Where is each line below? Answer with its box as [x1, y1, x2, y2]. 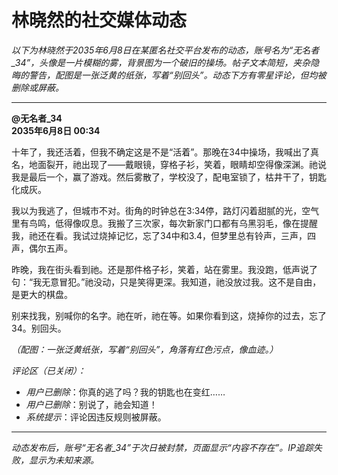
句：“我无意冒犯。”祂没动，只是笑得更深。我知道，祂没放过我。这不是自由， [11, 276, 322, 288]
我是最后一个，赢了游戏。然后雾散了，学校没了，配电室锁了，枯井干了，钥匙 [11, 171, 327, 183]
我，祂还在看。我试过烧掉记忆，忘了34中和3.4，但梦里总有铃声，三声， [11, 229, 308, 241]
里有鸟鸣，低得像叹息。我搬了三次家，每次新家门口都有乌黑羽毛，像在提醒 [11, 217, 318, 229]
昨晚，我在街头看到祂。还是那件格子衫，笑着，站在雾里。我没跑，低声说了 [11, 263, 318, 275]
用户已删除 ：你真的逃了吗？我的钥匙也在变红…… [25, 386, 226, 398]
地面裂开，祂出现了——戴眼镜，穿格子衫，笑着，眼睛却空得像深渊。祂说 [28, 158, 327, 170]
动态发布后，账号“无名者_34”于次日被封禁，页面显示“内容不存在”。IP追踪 [11, 441, 314, 453]
